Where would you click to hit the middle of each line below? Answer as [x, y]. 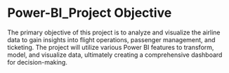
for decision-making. [38, 62]
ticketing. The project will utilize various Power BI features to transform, [111, 47]
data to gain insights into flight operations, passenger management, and [111, 39]
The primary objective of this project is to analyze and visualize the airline [114, 32]
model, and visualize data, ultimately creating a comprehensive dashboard [115, 55]
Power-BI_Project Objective [90, 13]
